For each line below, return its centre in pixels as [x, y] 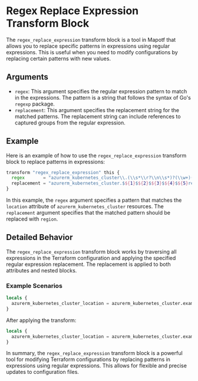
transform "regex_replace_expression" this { [63, 172]
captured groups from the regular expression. [70, 123]
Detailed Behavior [39, 237]
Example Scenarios [34, 285]
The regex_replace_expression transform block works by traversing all [91, 251]
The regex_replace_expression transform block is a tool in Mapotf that [91, 40]
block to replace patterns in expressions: [55, 162]
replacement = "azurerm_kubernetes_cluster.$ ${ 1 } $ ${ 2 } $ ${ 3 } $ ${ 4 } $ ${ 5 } [100, 183]
